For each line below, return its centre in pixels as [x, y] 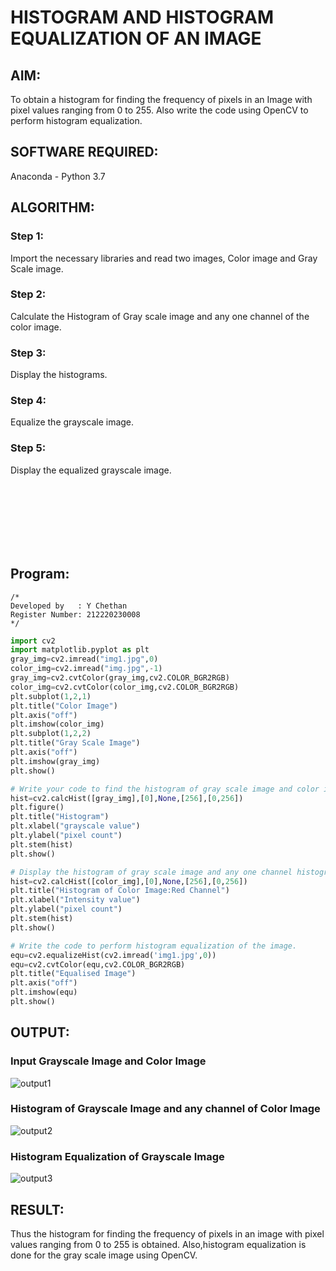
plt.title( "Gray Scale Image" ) [75, 743]
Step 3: [28, 353]
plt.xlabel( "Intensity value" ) [75, 900]
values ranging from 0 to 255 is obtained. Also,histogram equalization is [158, 1244]
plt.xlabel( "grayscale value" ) [75, 826]
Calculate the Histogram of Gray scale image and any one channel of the [160, 316]
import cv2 [33, 641]
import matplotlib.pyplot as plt [80, 650]
